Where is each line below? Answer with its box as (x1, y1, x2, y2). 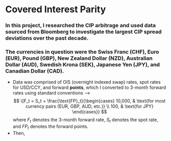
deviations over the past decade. (5, 35, 89, 42)
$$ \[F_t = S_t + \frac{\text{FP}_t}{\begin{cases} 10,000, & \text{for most (13, 98, 166, 104)
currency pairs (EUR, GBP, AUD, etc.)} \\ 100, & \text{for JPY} (25, 103, 154, 109)
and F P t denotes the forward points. (12, 124, 88, 131)
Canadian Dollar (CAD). (5, 67, 64, 75)
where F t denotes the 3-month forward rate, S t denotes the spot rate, (12, 116, 158, 124)
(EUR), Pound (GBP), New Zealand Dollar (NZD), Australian (5, 55, 153, 62)
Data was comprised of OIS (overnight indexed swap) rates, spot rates (12, 79, 161, 85)
